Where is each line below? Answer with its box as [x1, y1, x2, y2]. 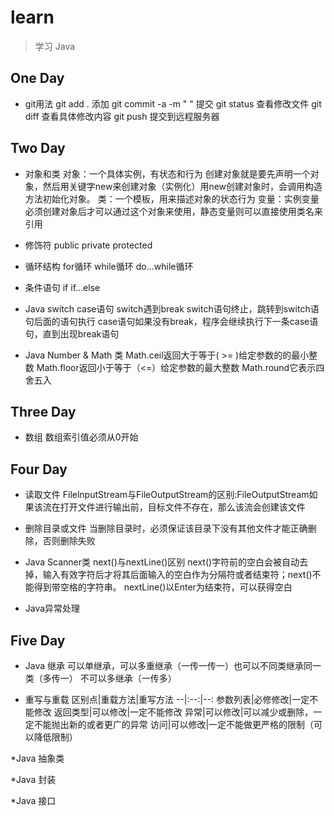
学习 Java [34, 40, 76, 52]
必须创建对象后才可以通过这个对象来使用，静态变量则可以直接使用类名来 [24, 205, 323, 217]
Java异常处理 [24, 602, 81, 615]
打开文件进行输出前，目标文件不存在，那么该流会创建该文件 [59, 501, 306, 513]
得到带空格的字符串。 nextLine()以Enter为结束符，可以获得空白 [33, 581, 293, 593]
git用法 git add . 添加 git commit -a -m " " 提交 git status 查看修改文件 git [24, 97, 322, 110]
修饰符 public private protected [24, 239, 153, 251]
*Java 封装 [10, 774, 57, 785]
